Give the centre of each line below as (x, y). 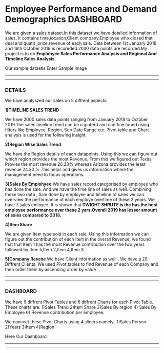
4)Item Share (19, 225)
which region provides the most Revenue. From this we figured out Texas (79, 159)
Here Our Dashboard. (27, 336)
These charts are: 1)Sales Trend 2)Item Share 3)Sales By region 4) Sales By (81, 307)
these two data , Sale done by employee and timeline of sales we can (75, 195)
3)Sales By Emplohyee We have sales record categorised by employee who (82, 184)
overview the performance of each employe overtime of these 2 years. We (80, 200)
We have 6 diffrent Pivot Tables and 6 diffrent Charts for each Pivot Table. (79, 302)
